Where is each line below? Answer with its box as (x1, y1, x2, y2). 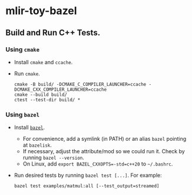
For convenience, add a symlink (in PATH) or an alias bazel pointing (22, 135, 187, 143)
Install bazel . (14, 124, 45, 131)
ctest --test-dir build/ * (14, 97, 81, 103)
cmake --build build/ (14, 91, 67, 98)
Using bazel (5, 110, 39, 118)
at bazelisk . (22, 141, 52, 148)
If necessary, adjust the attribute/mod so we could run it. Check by (22, 148, 185, 155)
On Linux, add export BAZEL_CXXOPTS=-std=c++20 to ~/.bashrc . (22, 160, 173, 167)
